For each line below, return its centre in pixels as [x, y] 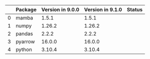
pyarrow [25, 42]
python [24, 49]
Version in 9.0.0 [60, 10]
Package [26, 10]
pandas [24, 34]
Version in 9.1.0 [103, 10]
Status [135, 10]
